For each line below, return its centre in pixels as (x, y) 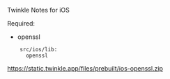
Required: (21, 23)
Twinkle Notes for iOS (38, 10)
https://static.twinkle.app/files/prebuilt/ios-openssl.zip (85, 68)
